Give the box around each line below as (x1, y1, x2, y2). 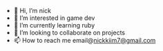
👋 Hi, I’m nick (13, 7, 52, 14)
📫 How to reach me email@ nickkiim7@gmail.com (13, 37, 156, 44)
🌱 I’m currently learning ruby (13, 21, 95, 29)
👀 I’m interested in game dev (13, 14, 95, 22)
